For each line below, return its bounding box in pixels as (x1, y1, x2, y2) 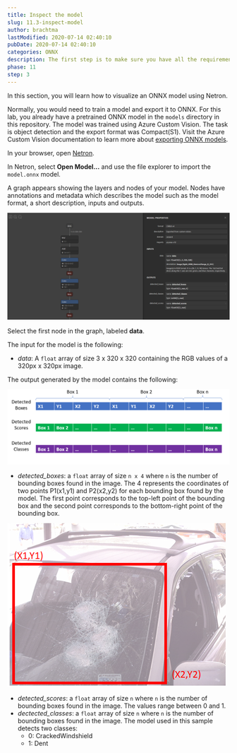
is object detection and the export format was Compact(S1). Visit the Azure (7, 127, 225, 136)
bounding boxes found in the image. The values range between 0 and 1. (17, 701, 226, 710)
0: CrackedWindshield (28, 731, 93, 740)
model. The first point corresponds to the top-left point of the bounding (17, 494, 225, 502)
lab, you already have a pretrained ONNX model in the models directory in (7, 112, 220, 121)
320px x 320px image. (17, 361, 83, 370)
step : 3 (7, 71, 30, 78)
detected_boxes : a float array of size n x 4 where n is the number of (17, 471, 219, 480)
